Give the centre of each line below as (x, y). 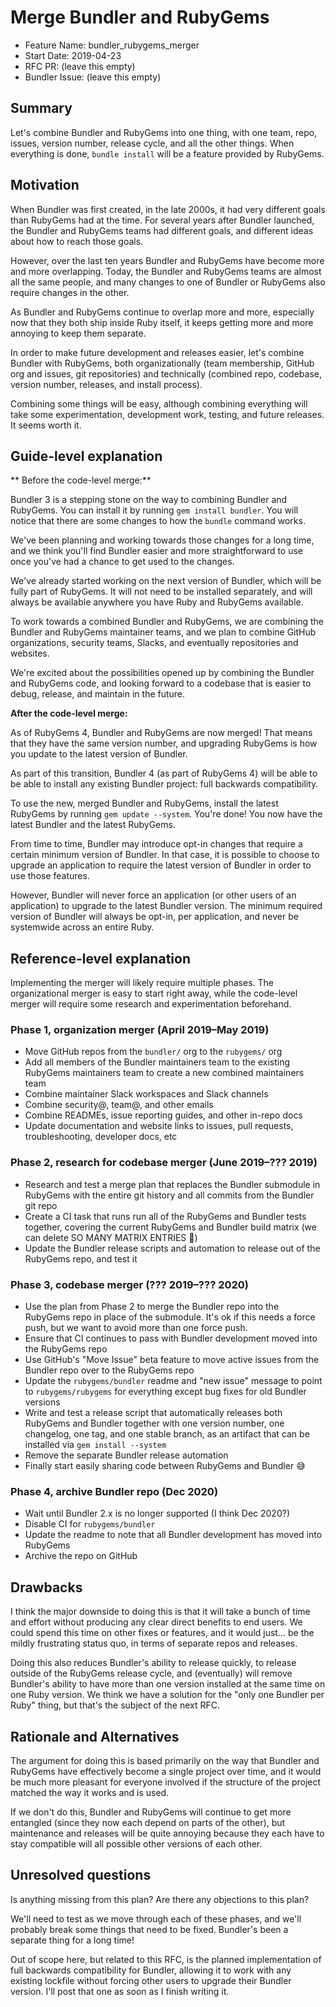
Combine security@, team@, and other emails (119, 1105)
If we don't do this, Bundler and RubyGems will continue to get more (151, 1812)
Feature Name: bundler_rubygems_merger (112, 45)
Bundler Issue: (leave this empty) (93, 77)
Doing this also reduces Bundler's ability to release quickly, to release (153, 1663)
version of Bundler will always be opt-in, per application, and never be (154, 917)
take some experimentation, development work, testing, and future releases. (167, 414)
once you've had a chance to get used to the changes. (122, 562)
